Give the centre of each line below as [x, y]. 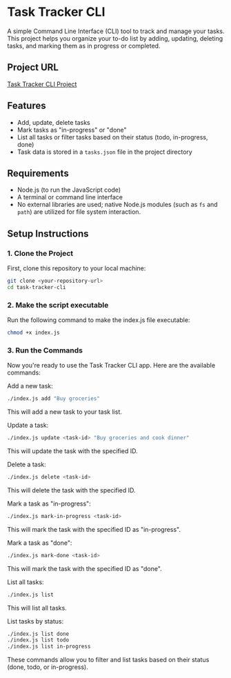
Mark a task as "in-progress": [49, 503]
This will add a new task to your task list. [64, 412]
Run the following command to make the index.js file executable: [99, 320]
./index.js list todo [38, 640]
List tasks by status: [36, 621]
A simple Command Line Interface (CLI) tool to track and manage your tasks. [116, 31]
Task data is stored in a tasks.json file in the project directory [105, 152]
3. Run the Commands [45, 350]
